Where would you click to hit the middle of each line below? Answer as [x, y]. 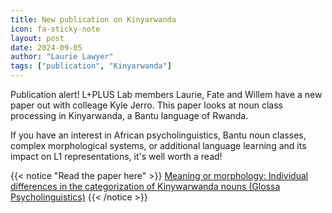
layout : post [37, 38]
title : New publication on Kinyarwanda [93, 19]
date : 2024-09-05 [46, 47]
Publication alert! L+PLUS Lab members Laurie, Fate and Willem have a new [166, 94]
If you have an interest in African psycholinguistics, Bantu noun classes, [158, 135]
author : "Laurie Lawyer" [62, 57]
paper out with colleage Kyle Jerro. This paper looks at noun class [146, 105]
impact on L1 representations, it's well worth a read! [116, 156]
